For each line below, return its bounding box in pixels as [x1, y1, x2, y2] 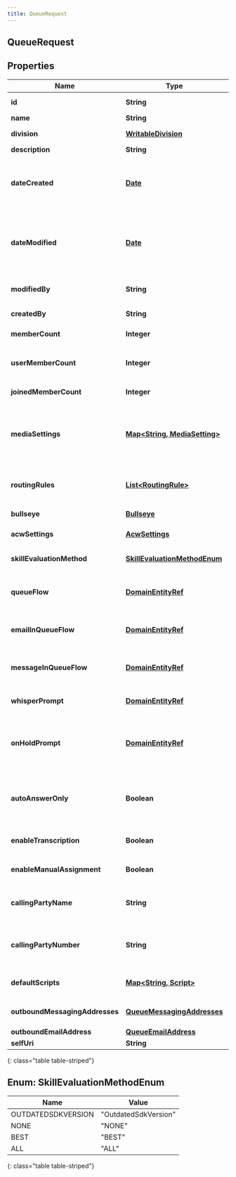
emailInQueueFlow [11, 624, 75, 634]
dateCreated [11, 178, 54, 188]
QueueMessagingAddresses [125, 1006, 223, 1016]
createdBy [11, 308, 47, 318]
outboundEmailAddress [11, 1027, 92, 1037]
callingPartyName [11, 897, 72, 907]
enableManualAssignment [11, 864, 101, 874]
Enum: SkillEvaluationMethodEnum [7, 1077, 165, 1089]
